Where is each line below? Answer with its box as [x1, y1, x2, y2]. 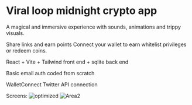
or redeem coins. [6, 47, 47, 54]
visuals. [6, 29, 25, 36]
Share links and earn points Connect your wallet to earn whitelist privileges [6, 41, 187, 48]
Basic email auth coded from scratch [6, 69, 95, 76]
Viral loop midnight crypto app [6, 4, 157, 17]
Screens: [6, 92, 28, 99]
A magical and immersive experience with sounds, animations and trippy [6, 23, 181, 30]
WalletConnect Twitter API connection [6, 80, 98, 88]
